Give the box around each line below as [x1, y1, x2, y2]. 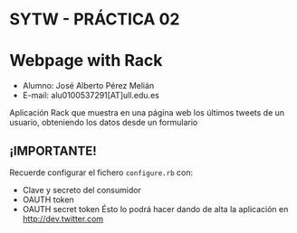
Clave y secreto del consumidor [22, 184, 142, 195]
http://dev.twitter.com [22, 213, 104, 224]
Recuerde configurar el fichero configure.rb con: [9, 167, 193, 178]
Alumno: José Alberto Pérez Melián [22, 80, 155, 91]
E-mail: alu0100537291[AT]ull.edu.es [22, 90, 160, 101]
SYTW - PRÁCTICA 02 [9, 9, 180, 30]
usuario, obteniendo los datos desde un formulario [9, 117, 198, 128]
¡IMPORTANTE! [9, 143, 97, 158]
